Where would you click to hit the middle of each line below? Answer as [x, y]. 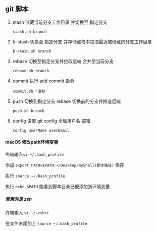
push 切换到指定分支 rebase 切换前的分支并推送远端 [67, 101]
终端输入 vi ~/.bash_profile [35, 154]
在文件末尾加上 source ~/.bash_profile [46, 223]
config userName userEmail [41, 130]
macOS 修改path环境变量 [32, 142]
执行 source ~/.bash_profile [35, 176]
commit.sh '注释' [30, 91]
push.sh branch [29, 111]
